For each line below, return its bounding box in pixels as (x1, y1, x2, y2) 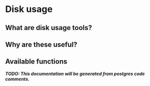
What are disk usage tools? (5, 23, 92, 32)
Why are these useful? (5, 40, 78, 48)
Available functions (5, 57, 67, 66)
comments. (5, 76, 30, 82)
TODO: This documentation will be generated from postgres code (5, 70, 145, 76)
